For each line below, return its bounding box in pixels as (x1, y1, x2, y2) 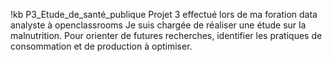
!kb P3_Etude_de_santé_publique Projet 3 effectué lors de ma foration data (10, 9, 318, 20)
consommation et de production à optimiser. (10, 40, 193, 52)
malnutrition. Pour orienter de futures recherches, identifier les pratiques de (10, 30, 323, 41)
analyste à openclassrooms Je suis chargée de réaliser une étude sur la (10, 19, 307, 31)
